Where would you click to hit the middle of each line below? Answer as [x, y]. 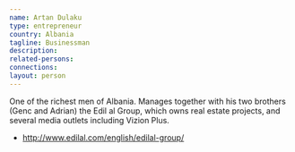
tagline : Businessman [50, 42]
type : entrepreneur [46, 26]
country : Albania [42, 34]
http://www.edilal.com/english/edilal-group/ [103, 137]
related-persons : [42, 59]
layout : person [38, 76]
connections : [34, 68]
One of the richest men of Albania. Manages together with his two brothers [148, 101]
